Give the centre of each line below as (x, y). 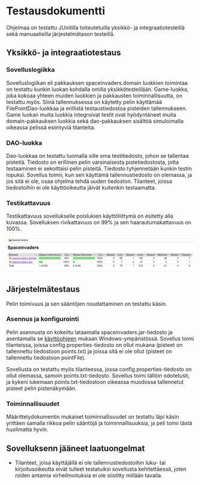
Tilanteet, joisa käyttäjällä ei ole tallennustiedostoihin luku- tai (90, 462)
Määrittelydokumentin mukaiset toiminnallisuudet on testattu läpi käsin (93, 417)
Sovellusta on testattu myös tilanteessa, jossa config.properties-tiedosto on (99, 369)
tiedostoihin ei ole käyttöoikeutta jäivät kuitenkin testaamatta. (81, 187)
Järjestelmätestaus (43, 289)
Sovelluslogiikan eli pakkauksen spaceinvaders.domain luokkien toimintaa (97, 83)
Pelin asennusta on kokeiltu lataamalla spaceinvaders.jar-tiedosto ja (90, 332)
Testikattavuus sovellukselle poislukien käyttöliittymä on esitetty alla (90, 216)
